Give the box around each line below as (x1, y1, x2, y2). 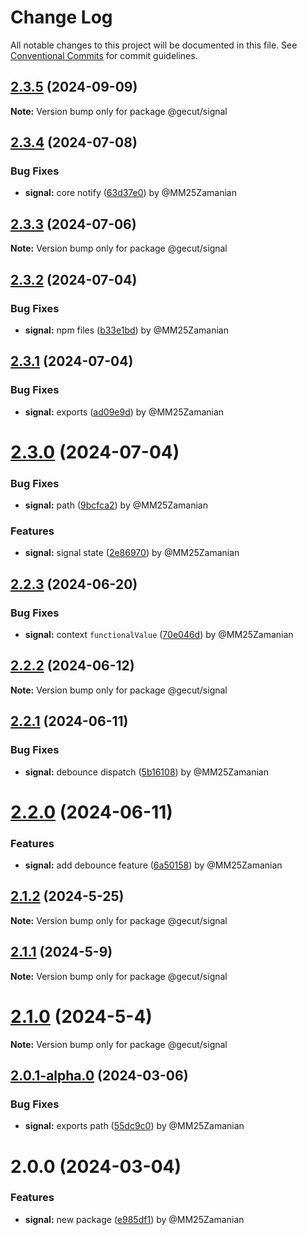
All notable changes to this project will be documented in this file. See (10, 39, 298, 51)
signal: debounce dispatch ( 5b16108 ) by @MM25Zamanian (24, 766, 269, 778)
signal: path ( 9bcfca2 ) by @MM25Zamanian (24, 499, 208, 511)
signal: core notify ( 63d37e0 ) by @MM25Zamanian (24, 187, 237, 199)
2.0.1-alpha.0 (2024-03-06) (10, 1067, 189, 1085)
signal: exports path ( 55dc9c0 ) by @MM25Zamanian (24, 1120, 245, 1132)
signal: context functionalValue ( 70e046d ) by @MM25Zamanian (24, 629, 294, 641)
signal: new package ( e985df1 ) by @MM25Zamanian (24, 1213, 245, 1225)
